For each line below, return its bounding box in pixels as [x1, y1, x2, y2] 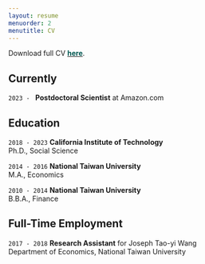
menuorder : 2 [8, 19, 52, 27]
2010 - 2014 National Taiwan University [8, 186, 141, 194]
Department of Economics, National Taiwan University [8, 246, 186, 256]
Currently [8, 71, 57, 85]
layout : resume [8, 11, 59, 20]
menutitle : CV [8, 26, 56, 34]
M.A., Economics [8, 170, 64, 179]
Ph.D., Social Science [8, 146, 78, 155]
